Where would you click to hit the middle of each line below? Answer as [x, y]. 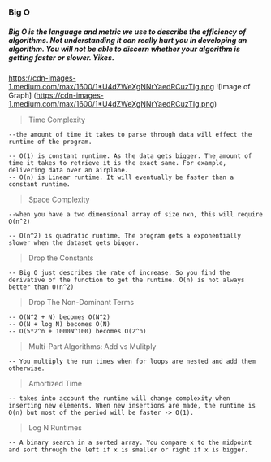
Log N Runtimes [55, 427]
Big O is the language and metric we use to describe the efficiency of [127, 32]
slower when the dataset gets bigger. [74, 242]
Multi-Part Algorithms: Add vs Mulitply [92, 346]
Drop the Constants [61, 258]
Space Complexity [59, 199]
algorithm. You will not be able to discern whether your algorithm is [125, 49]
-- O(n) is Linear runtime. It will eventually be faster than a [121, 177]
